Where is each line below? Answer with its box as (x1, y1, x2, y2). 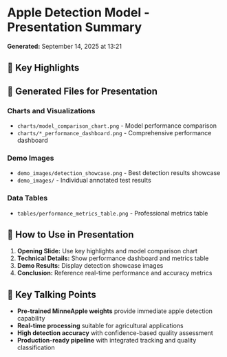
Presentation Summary (7, 19, 142, 35)
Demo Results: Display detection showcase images (17, 262, 164, 270)
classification (17, 343, 55, 352)
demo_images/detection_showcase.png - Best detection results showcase (17, 169, 221, 177)
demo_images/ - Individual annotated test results (17, 176, 151, 185)
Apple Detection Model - (7, 5, 150, 21)
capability (17, 314, 45, 323)
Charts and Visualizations (7, 106, 96, 115)
